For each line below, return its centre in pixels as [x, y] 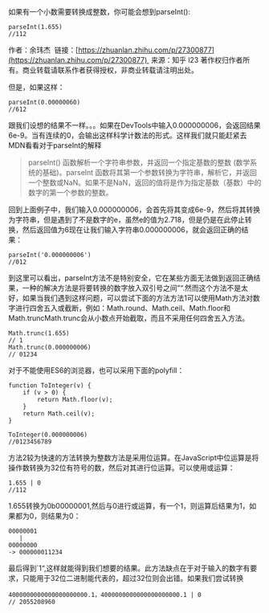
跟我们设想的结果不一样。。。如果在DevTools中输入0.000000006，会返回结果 [134, 125]
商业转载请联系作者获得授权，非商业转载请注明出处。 [110, 70]
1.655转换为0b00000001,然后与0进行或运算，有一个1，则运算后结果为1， [129, 506]
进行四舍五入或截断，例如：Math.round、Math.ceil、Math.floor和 [123, 308]
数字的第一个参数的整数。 [70, 192]
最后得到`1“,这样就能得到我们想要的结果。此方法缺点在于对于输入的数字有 [129, 568]
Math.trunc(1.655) [39, 333]
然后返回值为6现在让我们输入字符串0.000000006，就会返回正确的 [132, 230]
